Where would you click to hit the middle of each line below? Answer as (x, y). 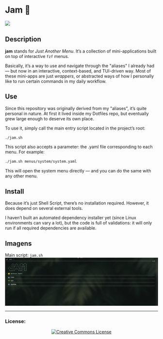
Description (23, 39)
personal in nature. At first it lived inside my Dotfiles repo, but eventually (77, 113)
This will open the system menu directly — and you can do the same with (78, 171)
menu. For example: (25, 152)
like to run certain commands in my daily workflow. (56, 81)
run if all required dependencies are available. (51, 228)
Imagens (18, 243)
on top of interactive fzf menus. (37, 56)
